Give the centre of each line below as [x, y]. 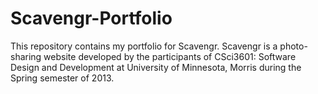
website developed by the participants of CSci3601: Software [170, 56]
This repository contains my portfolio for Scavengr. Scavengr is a [144, 46]
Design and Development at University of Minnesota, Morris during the [156, 67]
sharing [26, 56]
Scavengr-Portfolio [91, 18]
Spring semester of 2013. [62, 78]
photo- [293, 46]
